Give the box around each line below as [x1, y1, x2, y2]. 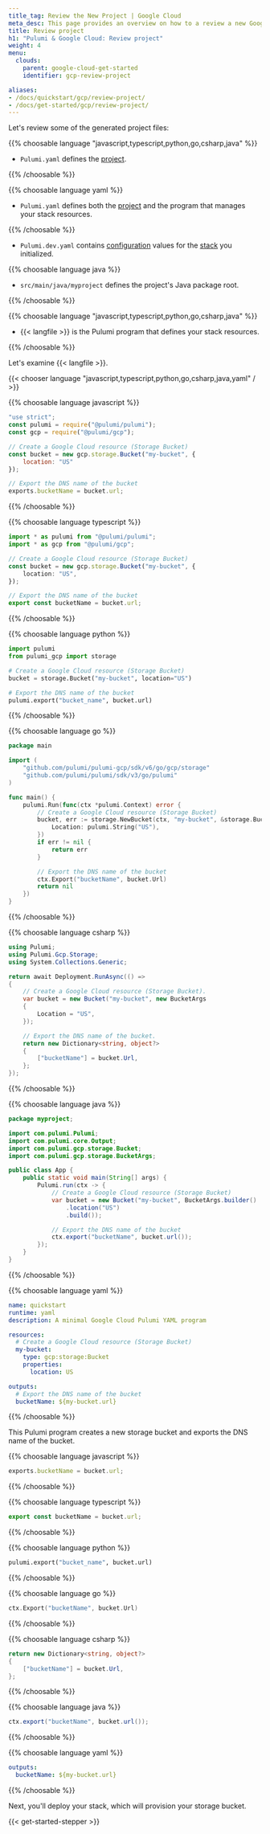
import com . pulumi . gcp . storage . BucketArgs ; [8, 1152, 157, 1160]
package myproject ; [8, 1115, 74, 1123]
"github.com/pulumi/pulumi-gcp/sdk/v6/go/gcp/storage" [22, 764, 211, 772]
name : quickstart [8, 1301, 67, 1309]
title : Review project [8, 27, 84, 35]
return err [51, 845, 88, 854]
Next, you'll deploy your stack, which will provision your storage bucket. [8, 1801, 247, 1811]
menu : [8, 49, 27, 57]
